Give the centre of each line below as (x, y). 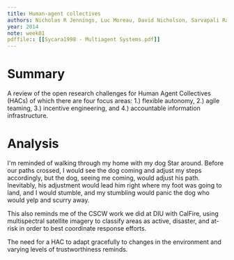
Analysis (33, 144)
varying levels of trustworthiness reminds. (68, 249)
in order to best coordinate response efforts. (83, 228)
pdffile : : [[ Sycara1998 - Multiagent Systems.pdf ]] (84, 40)
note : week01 (26, 33)
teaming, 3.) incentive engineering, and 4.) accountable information (104, 108)
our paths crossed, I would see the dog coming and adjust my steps (104, 170)
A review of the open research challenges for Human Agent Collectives (109, 93)
